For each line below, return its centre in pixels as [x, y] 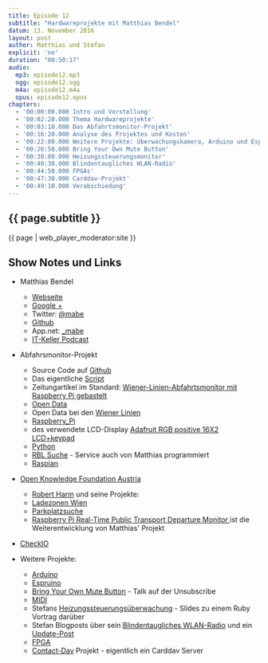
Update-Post [53, 634]
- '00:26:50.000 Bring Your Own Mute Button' [93, 149]
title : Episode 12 [39, 16]
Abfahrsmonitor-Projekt [59, 355]
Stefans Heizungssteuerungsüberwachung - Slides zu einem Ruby [141, 608]
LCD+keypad [53, 438]
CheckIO [34, 543]
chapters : [25, 104]
